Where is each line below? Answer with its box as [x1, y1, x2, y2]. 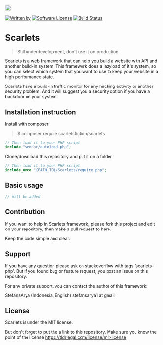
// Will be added [5, 194, 41, 199]
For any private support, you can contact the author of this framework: [5, 283, 148, 288]
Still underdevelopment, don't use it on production [17, 48, 119, 54]
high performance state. [5, 74, 54, 80]
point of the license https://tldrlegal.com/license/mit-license [5, 334, 126, 340]
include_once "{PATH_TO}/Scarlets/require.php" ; [5, 168, 107, 172]
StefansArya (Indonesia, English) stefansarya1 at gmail [5, 292, 115, 298]
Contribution [5, 208, 45, 216]
